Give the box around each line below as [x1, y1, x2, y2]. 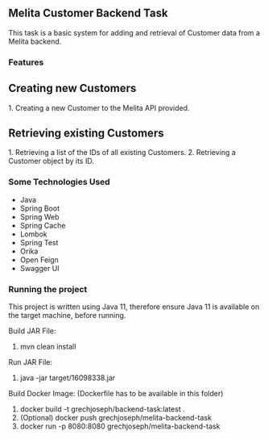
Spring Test [19, 237, 59, 247]
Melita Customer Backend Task [8, 6, 168, 20]
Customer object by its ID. [8, 157, 94, 166]
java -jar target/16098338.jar [19, 373, 116, 383]
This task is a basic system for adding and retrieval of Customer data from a [8, 27, 260, 37]
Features [8, 56, 44, 68]
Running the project [8, 283, 88, 295]
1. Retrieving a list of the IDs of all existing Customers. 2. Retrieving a [8, 148, 236, 157]
